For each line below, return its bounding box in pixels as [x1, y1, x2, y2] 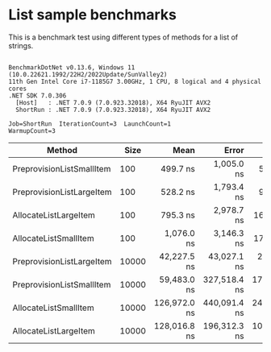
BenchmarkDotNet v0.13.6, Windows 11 [8, 63, 135, 72]
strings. [8, 40, 34, 50]
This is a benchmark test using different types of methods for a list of [8, 32, 239, 42]
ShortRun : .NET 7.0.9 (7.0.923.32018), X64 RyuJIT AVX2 [15, 106, 211, 114]
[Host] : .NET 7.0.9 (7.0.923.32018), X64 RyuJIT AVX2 [15, 98, 211, 106]
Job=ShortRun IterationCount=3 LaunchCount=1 [8, 119, 172, 128]
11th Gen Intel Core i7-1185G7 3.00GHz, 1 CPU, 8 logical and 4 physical [8, 77, 262, 85]
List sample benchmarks [8, 6, 177, 24]
